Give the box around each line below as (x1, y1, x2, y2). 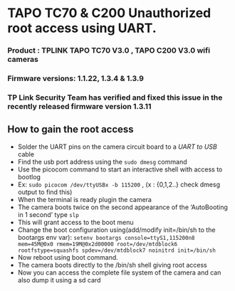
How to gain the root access (7, 123, 134, 136)
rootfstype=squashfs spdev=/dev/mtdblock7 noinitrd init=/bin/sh (17, 247, 216, 254)
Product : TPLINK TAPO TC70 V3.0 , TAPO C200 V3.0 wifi (7, 46, 211, 55)
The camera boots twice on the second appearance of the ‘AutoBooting (17, 203, 228, 211)
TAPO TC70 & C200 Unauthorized (7, 5, 211, 21)
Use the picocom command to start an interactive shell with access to (17, 165, 223, 174)
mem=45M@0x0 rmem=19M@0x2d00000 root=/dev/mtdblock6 (17, 240, 178, 248)
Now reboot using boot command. (17, 253, 119, 261)
